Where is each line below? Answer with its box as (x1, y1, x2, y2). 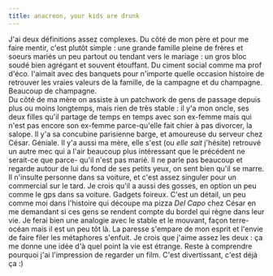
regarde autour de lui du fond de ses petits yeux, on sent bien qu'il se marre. (8, 163, 265, 173)
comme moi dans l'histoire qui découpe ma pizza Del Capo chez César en (8, 198, 256, 208)
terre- (229, 215, 249, 225)
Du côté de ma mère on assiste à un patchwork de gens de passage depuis (8, 94, 262, 104)
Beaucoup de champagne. (8, 86, 97, 96)
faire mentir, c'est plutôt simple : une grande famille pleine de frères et (8, 42, 244, 53)
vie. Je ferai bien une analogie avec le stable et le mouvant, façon (8, 215, 228, 225)
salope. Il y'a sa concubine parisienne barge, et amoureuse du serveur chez (8, 129, 262, 139)
